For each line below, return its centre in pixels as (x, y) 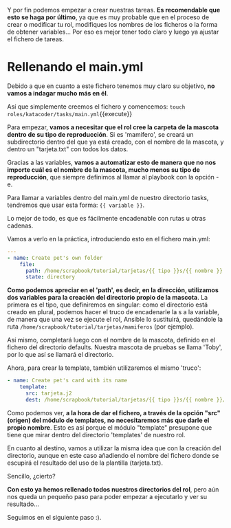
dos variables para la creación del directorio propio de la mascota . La (108, 298)
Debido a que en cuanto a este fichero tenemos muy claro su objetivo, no (111, 86)
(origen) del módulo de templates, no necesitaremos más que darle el (108, 420)
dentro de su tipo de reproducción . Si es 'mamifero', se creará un (100, 134)
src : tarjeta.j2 (48, 394)
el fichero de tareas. (35, 39)
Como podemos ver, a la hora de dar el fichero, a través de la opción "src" (114, 412)
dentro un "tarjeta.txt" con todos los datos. (68, 149)
